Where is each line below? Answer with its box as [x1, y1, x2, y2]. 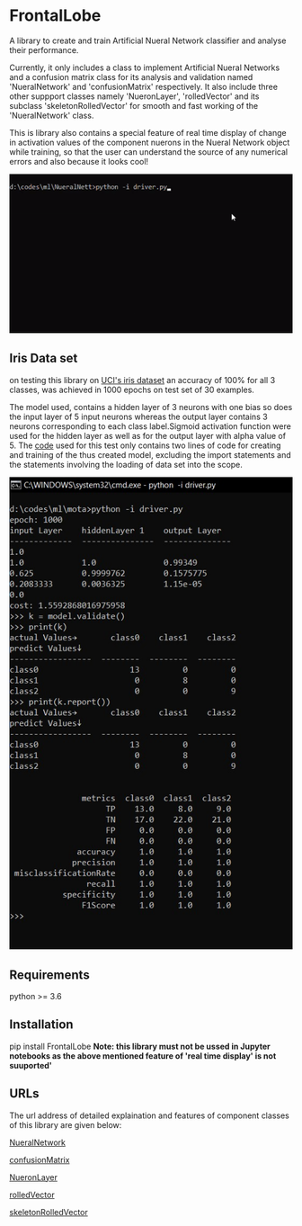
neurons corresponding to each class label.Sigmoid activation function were [9, 420, 292, 432]
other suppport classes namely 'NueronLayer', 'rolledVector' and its [9, 91, 260, 102]
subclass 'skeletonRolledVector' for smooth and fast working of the [9, 100, 259, 111]
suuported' [9, 1060, 52, 1070]
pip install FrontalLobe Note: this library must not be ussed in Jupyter [9, 1041, 271, 1051]
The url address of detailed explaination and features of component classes [9, 1110, 289, 1121]
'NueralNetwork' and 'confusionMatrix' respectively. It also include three [9, 81, 279, 92]
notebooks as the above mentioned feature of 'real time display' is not [9, 1050, 277, 1061]
